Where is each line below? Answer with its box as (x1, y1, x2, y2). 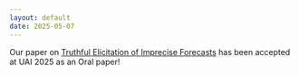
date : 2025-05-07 (9, 22, 75, 31)
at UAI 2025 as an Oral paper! (9, 56, 121, 67)
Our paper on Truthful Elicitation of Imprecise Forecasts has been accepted (9, 46, 291, 57)
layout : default (9, 13, 71, 23)
